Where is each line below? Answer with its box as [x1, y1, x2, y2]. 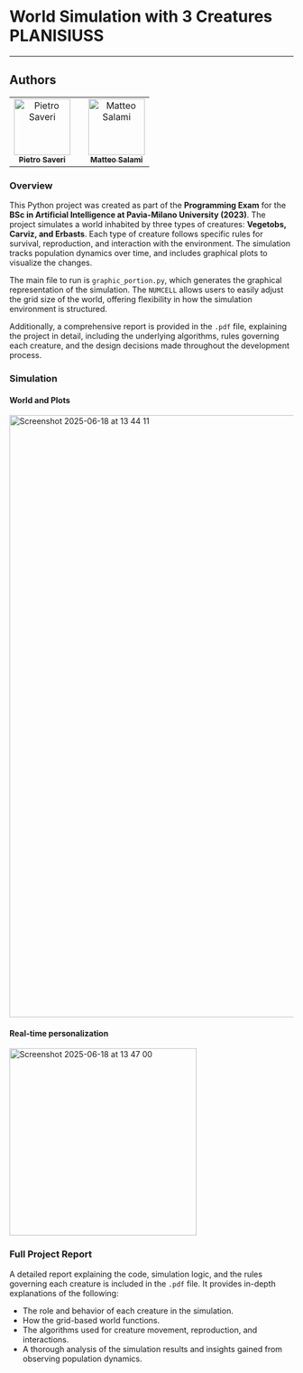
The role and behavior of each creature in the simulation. [22, 1305, 234, 1316]
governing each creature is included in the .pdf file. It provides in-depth [9, 1278, 277, 1289]
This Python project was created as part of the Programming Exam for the [9, 200, 287, 211]
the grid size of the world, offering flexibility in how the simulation [9, 294, 252, 305]
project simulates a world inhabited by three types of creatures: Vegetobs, [9, 219, 287, 230]
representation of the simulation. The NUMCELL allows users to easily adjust [9, 284, 284, 295]
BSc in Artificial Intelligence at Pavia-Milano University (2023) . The [9, 209, 266, 220]
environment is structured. [9, 304, 108, 315]
